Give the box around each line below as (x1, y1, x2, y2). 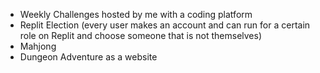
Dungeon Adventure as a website (19, 51, 158, 63)
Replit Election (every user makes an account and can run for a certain (19, 19, 311, 31)
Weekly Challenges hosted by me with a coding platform (19, 9, 253, 20)
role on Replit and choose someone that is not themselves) (19, 30, 263, 41)
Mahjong (19, 40, 57, 52)
